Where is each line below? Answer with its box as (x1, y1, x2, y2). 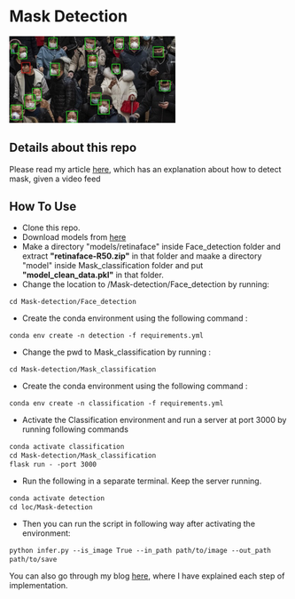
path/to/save (9, 555, 58, 564)
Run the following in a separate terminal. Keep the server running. (21, 475, 262, 486)
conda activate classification (9, 443, 125, 451)
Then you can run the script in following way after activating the (21, 518, 255, 530)
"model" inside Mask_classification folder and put (21, 260, 204, 271)
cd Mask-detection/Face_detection (9, 298, 137, 307)
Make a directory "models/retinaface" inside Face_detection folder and (21, 242, 281, 252)
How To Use (9, 199, 77, 214)
